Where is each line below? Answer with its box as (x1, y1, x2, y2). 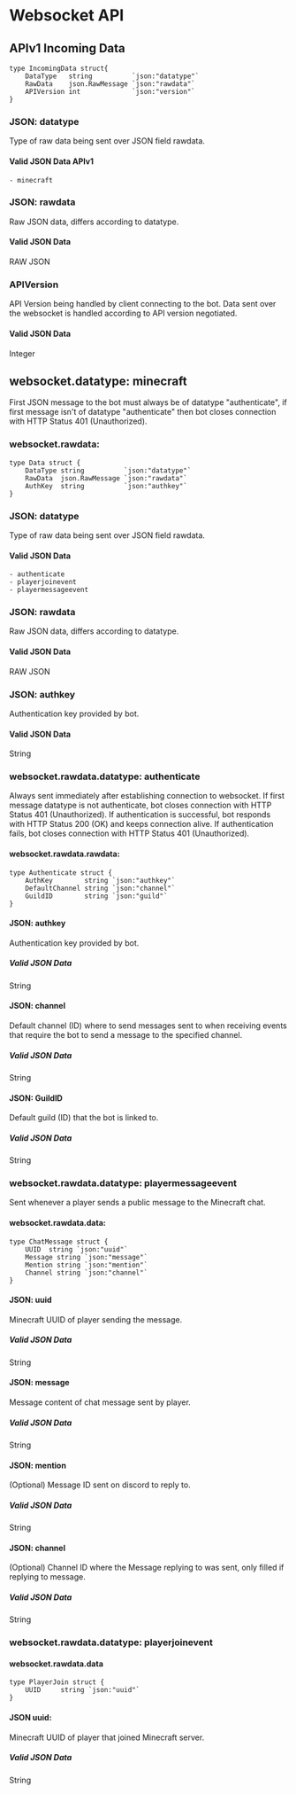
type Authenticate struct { (9, 868, 113, 877)
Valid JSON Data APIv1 (9, 156, 95, 167)
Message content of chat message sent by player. (9, 1397, 192, 1408)
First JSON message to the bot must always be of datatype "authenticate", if (9, 397, 287, 408)
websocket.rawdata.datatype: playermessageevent (9, 1177, 237, 1189)
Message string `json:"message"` (25, 1252, 148, 1261)
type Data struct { (9, 458, 81, 467)
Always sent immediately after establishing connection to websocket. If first (9, 791, 285, 801)
